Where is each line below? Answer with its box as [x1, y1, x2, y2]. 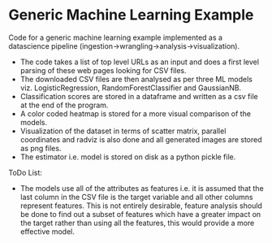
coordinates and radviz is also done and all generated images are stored [19, 134, 262, 144]
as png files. [19, 143, 62, 153]
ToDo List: [8, 167, 43, 177]
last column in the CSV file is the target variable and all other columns [19, 192, 253, 202]
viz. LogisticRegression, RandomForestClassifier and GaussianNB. [19, 83, 242, 93]
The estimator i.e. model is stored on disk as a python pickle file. [19, 152, 236, 162]
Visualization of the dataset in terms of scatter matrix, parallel [19, 126, 227, 136]
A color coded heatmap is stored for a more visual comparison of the [19, 108, 252, 119]
